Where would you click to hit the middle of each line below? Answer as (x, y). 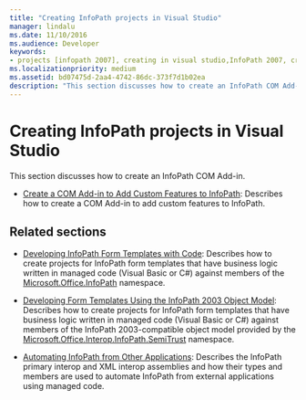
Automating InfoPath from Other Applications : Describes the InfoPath (152, 357)
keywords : (28, 52)
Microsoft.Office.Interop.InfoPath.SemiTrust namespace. (128, 340)
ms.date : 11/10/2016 (49, 35)
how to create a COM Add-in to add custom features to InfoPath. (144, 203)
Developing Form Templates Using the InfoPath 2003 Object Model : (150, 300)
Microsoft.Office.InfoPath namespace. (94, 283)
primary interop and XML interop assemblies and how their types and (153, 367)
